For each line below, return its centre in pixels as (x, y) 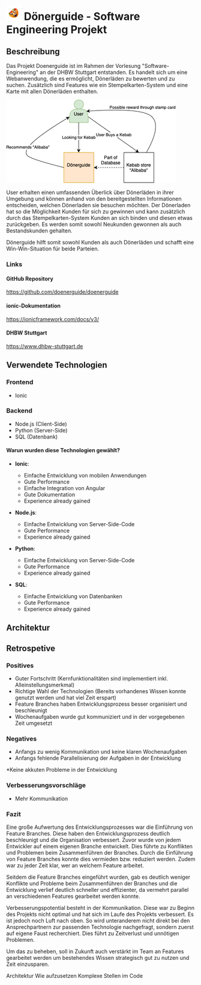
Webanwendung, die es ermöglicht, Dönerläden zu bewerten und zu (91, 79)
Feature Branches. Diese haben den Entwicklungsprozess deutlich (88, 833)
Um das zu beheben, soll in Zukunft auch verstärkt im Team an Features (95, 951)
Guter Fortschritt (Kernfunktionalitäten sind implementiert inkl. (91, 679)
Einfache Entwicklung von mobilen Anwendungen (85, 476)
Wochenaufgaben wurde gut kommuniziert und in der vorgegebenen (100, 717)
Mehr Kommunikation (41, 798)
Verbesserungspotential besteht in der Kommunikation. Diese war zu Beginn (100, 908)
